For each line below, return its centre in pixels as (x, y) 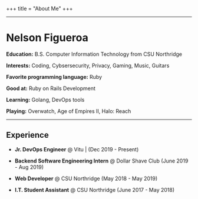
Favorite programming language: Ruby (54, 77)
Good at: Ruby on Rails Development (51, 88)
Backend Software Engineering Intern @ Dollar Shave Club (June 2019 (101, 161)
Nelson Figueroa (47, 38)
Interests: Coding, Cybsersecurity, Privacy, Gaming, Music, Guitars (88, 65)
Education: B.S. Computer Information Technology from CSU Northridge (94, 54)
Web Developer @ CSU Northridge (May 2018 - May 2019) (86, 178)
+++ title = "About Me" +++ (39, 9)
